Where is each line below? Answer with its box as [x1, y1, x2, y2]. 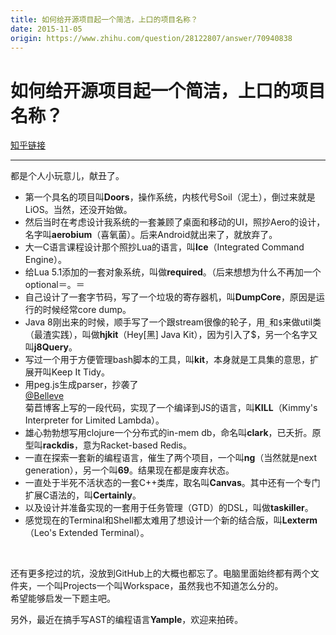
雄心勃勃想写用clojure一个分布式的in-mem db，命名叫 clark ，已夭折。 [24, 427, 313, 439]
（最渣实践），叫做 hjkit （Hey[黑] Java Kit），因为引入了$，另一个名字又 [24, 329, 318, 341]
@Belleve [24, 390, 65, 402]
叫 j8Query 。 [24, 341, 78, 353]
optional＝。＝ [24, 279, 85, 291]
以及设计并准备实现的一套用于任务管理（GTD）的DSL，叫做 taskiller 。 [24, 502, 314, 514]
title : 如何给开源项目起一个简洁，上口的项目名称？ [10, 14, 198, 25]
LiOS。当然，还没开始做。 [24, 204, 133, 216]
